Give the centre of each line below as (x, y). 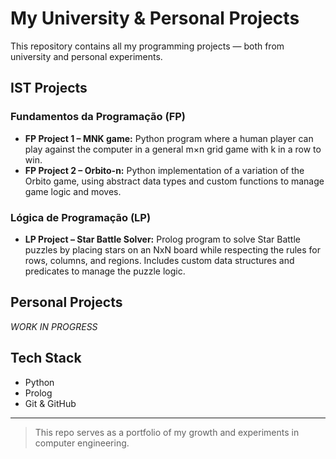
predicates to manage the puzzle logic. (105, 271)
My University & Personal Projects (155, 18)
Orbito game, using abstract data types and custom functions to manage (174, 181)
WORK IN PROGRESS (54, 326)
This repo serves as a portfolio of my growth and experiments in (167, 432)
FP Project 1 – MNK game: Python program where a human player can (169, 138)
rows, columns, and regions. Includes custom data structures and (159, 260)
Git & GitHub (50, 403)
